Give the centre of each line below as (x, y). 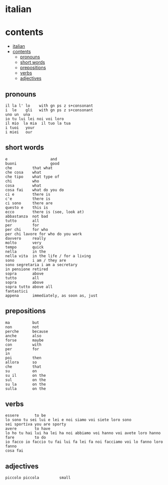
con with (23, 345)
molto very (23, 242)
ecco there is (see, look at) (45, 212)
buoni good (32, 164)
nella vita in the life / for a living (48, 256)
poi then (23, 358)
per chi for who (27, 229)
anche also (23, 336)
